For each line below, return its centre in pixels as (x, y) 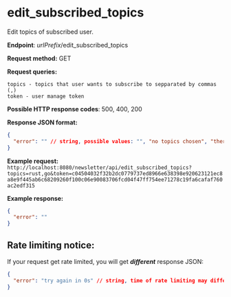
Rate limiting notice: (51, 245)
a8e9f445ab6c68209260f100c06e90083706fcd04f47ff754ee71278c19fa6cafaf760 (115, 179)
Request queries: (32, 71)
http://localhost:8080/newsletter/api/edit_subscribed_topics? (100, 167)
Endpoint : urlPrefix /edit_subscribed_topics (68, 45)
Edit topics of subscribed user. (51, 32)
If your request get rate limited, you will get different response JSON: (106, 262)
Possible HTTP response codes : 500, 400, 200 (75, 109)
